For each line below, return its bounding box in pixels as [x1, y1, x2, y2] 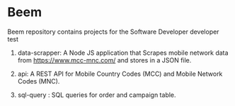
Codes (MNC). [17, 77, 60, 85]
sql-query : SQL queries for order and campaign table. [17, 91, 176, 99]
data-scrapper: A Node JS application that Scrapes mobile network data [17, 48, 229, 57]
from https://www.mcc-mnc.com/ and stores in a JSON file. [17, 55, 192, 64]
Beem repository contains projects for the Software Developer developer [7, 27, 219, 36]
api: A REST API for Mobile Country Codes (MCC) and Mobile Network [17, 69, 223, 78]
